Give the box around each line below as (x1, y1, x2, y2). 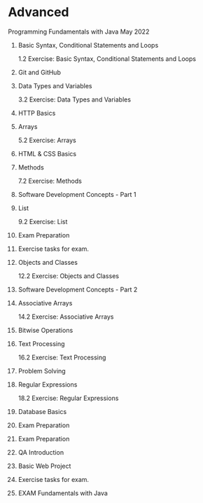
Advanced (8, 4, 69, 20)
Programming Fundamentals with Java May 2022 (8, 27, 150, 36)
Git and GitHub (17, 68, 62, 76)
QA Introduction (17, 448, 64, 456)
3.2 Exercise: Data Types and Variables (17, 95, 132, 104)
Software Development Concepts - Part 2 (17, 285, 138, 294)
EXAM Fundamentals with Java (17, 488, 108, 497)
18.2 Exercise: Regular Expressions (17, 394, 119, 402)
